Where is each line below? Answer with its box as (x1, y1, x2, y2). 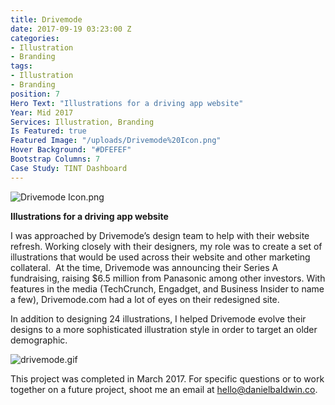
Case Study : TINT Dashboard (10, 163, 128, 173)
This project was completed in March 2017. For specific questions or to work (10, 372, 325, 385)
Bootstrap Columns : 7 (10, 154, 101, 164)
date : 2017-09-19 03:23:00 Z (10, 24, 132, 34)
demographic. (10, 334, 68, 346)
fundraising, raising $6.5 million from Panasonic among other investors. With (10, 272, 326, 284)
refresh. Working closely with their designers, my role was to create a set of (10, 240, 323, 252)
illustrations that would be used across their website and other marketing (10, 251, 311, 263)
